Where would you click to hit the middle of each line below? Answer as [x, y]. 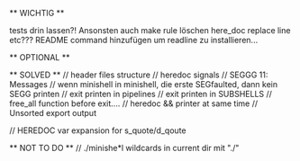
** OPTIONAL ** [40, 57]
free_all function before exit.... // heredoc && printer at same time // [134, 103]
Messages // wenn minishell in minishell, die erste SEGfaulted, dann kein [143, 84]
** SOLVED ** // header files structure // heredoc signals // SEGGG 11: [139, 75]
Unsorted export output [53, 113]
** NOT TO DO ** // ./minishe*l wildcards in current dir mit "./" [124, 148]
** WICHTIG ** [37, 13]
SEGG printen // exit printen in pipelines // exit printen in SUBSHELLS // [141, 94]
